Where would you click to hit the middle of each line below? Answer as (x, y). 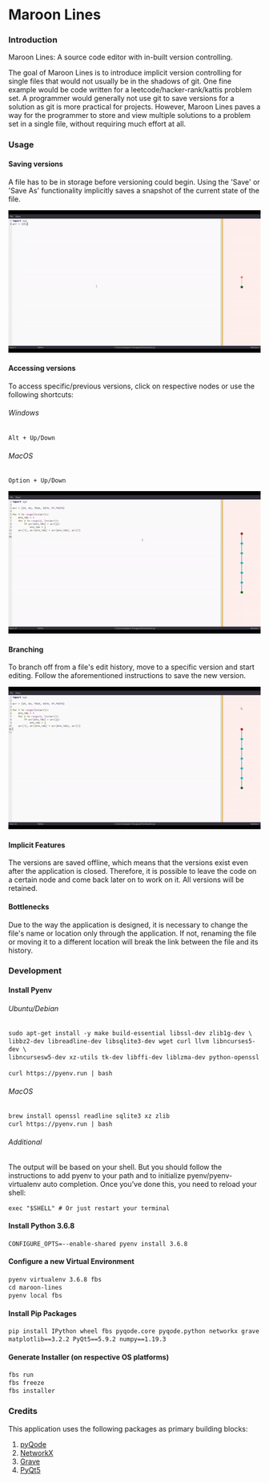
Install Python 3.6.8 (42, 1226)
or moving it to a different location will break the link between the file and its (133, 941)
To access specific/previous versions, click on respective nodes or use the (131, 386)
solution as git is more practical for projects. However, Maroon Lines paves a (134, 107)
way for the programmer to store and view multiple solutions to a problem (129, 116)
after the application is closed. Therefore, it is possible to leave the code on (132, 872)
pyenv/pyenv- (210, 1175)
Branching (26, 649)
